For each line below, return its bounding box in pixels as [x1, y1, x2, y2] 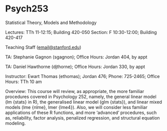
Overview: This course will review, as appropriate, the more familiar [5, 88, 144, 94]
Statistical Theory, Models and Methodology [5, 19, 97, 25]
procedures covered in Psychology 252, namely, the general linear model [5, 93, 156, 99]
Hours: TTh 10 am [5, 78, 42, 84]
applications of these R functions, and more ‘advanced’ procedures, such [5, 109, 157, 115]
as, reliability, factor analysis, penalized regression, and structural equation [5, 114, 160, 120]
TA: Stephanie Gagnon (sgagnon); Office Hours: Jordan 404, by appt [5, 53, 147, 60]
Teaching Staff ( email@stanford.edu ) [5, 44, 82, 50]
